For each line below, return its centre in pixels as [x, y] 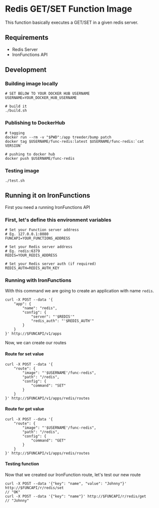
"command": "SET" [48, 385]
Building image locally [32, 84]
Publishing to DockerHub [35, 123]
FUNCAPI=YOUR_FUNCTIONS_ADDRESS [38, 238]
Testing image [22, 170]
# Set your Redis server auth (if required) [51, 264]
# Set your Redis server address [39, 247]
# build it [16, 106]
